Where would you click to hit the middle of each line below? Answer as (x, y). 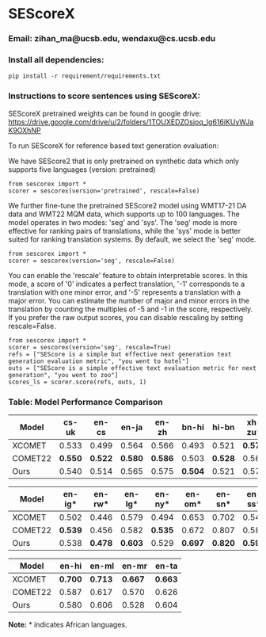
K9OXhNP (25, 130)
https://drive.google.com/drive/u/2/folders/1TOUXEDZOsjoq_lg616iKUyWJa (131, 122)
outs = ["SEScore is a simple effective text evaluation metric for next (133, 368)
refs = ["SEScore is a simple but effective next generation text (120, 354)
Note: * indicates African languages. (68, 624)
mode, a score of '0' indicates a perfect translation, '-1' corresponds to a (127, 284)
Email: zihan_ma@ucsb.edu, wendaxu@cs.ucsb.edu (112, 39)
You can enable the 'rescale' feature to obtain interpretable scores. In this (128, 275)
